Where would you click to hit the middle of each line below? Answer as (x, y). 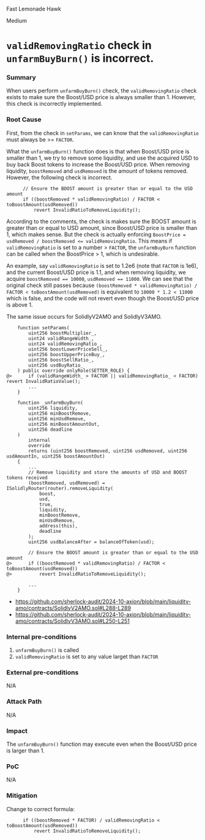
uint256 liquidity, (53, 408)
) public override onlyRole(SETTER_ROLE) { (74, 370)
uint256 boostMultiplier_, (63, 333)
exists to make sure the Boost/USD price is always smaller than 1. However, (101, 97)
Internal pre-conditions (42, 637)
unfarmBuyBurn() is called (47, 650)
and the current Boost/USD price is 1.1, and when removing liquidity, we (96, 272)
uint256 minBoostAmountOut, (64, 424)
